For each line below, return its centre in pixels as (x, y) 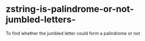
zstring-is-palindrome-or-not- (70, 9)
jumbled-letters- (41, 20)
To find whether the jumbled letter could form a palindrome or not (73, 33)
